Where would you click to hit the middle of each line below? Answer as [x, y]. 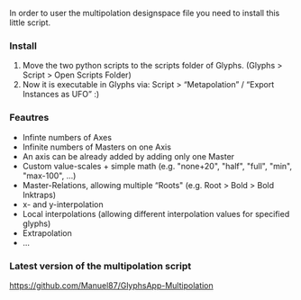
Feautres [29, 118]
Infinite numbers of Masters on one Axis [96, 147]
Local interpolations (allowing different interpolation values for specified [156, 214]
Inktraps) [39, 195]
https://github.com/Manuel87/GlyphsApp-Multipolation [111, 285]
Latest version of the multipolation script [100, 266]
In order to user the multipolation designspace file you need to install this [145, 13]
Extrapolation [47, 232]
